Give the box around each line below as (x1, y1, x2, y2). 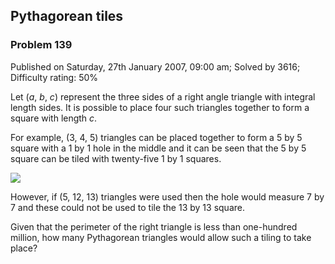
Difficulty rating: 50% (10, 71, 99, 83)
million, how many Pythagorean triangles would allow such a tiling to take (10, 231, 312, 243)
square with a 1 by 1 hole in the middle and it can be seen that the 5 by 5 (10, 142, 307, 154)
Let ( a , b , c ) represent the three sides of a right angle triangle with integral (10, 90, 316, 103)
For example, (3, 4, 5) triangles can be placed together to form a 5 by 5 (10, 131, 303, 143)
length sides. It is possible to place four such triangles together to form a (10, 101, 310, 113)
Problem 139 (10, 38, 73, 52)
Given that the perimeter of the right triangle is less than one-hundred (10, 220, 298, 233)
